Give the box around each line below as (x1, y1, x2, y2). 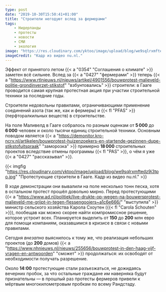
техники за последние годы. (5, 93, 65, 99)
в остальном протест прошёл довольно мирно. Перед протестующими (5, 188, 156, 195)
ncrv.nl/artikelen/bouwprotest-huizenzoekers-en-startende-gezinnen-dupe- (5, 138, 161, 144)
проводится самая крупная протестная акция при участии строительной (5, 87, 160, 94)
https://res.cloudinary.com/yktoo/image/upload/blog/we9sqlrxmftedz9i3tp (7, 169, 159, 175)
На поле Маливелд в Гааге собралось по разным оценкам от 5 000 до (5, 122, 154, 128)
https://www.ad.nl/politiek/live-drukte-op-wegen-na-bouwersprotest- (18, 194, 161, 200)
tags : (5, 21, 16, 26)
